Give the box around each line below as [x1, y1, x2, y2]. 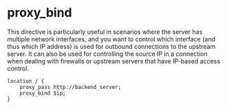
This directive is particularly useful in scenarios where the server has [7, 28, 203, 36]
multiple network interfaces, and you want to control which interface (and [7, 34, 215, 43]
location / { [7, 77, 45, 84]
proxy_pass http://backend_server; [19, 83, 122, 90]
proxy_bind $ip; [19, 90, 67, 97]
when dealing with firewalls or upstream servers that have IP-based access [7, 57, 221, 65]
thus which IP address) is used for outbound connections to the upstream [7, 42, 216, 50]
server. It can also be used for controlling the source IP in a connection [7, 50, 208, 58]
